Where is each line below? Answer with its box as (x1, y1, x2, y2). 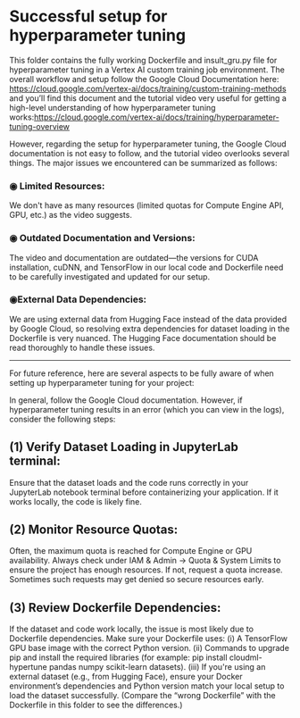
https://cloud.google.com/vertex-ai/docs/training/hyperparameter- (34, 112, 279, 122)
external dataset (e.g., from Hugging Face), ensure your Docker (9, 672, 243, 682)
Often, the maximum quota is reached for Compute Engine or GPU (9, 546, 253, 556)
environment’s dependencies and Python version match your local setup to (9, 680, 285, 691)
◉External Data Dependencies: (9, 293, 147, 305)
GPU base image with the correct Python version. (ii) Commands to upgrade (9, 643, 290, 654)
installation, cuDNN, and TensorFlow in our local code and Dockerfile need (9, 262, 284, 272)
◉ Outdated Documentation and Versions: (9, 232, 196, 245)
